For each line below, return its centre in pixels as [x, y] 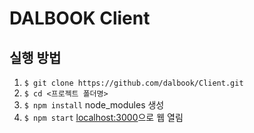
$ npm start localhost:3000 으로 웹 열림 [103, 117]
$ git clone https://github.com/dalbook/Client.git [133, 83]
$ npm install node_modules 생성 [94, 105]
